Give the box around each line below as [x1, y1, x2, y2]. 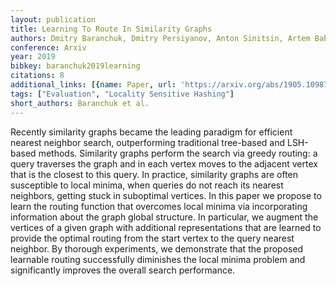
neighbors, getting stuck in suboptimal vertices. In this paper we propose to [10, 189, 322, 201]
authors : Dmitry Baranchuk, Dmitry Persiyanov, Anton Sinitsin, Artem [10, 33, 311, 43]
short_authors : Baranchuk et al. [10, 98, 150, 108]
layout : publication [10, 14, 97, 25]
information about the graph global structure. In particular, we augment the [10, 211, 319, 223]
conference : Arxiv [10, 42, 87, 53]
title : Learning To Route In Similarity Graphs [10, 24, 213, 34]
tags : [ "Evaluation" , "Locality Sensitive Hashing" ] [10, 89, 235, 99]
